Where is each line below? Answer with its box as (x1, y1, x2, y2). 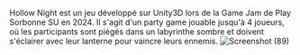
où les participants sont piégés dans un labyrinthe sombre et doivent (9, 27, 264, 36)
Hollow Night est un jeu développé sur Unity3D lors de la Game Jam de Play (9, 8, 291, 18)
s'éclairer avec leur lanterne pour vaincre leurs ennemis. (9, 35, 219, 46)
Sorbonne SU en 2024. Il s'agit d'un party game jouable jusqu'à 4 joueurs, (9, 17, 286, 27)
